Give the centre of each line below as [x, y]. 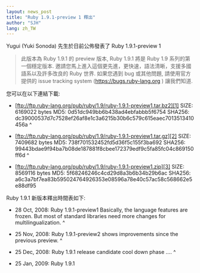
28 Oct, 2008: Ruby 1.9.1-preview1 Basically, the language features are [101, 210]
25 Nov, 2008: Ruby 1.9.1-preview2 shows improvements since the [96, 234]
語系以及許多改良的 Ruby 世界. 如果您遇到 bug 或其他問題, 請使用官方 [106, 74]
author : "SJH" [24, 23]
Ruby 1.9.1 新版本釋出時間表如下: [46, 198]
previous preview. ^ [39, 241]
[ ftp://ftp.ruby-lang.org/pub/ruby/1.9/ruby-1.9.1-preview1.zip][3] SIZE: [100, 167]
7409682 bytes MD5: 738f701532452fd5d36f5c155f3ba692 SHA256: [100, 142]
